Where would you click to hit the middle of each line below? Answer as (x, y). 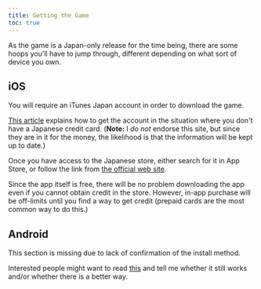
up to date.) (27, 145)
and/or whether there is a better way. (68, 276)
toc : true (24, 23)
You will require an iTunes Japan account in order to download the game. (126, 105)
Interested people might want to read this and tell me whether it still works (128, 269)
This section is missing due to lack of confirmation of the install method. (125, 253)
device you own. (34, 62)
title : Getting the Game (49, 15)
